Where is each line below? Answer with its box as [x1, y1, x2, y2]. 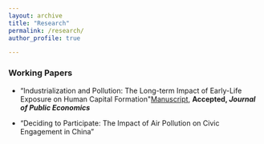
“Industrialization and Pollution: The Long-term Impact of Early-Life [19, 86, 242, 95]
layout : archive [8, 11, 63, 20]
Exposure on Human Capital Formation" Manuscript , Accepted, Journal [19, 94, 256, 104]
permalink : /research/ [8, 26, 84, 34]
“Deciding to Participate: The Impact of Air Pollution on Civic [19, 118, 220, 128]
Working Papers [8, 67, 73, 78]
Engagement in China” [19, 126, 95, 136]
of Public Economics [19, 102, 91, 112]
